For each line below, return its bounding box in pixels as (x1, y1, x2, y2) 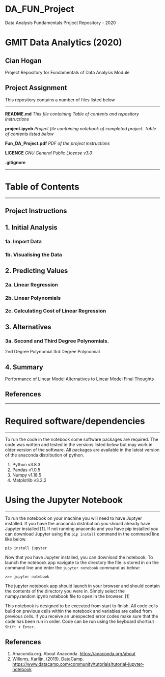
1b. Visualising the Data (5, 252, 62, 258)
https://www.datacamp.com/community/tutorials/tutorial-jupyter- (12, 661, 144, 667)
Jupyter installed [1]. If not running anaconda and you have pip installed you (5, 526, 159, 532)
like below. (5, 536, 27, 542)
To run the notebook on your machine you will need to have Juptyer (5, 515, 142, 521)
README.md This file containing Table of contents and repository (5, 111, 139, 116)
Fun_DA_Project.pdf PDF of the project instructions (5, 140, 110, 146)
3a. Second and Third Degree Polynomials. (5, 338, 109, 344)
